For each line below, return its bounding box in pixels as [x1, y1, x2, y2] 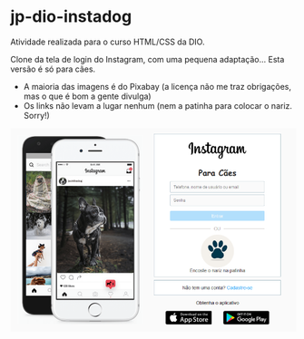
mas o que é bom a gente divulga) [23, 91, 152, 102]
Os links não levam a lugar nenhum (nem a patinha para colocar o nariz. [23, 100, 293, 111]
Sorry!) [23, 110, 51, 121]
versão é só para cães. [10, 63, 96, 74]
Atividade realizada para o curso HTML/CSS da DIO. [10, 36, 205, 47]
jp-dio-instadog [10, 6, 132, 27]
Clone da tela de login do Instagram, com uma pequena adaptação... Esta [10, 53, 285, 64]
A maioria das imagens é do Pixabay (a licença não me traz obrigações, [23, 81, 291, 92]
